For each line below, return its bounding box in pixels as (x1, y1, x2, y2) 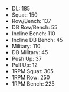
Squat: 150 (11, 11, 38, 18)
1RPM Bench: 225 (11, 80, 55, 87)
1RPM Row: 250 (11, 74, 50, 81)
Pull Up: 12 (11, 61, 38, 68)
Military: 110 (11, 42, 41, 50)
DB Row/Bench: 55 (11, 24, 58, 31)
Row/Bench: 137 (11, 18, 51, 24)
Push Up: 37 (11, 55, 42, 62)
